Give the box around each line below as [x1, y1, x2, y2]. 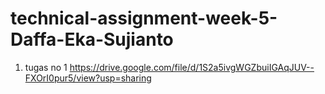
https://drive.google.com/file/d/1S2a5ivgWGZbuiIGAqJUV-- [69, 61, 315, 73]
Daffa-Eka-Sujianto [10, 28, 174, 51]
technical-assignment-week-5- [10, 7, 278, 30]
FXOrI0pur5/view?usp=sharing [24, 72, 152, 84]
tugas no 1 [24, 61, 68, 73]
